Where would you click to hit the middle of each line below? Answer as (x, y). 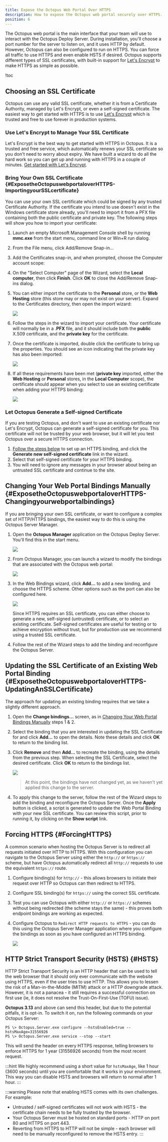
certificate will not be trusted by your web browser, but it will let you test (80, 434)
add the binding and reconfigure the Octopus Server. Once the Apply (84, 802)
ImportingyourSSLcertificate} (42, 190)
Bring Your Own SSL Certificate (44, 178)
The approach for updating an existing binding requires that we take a (77, 701)
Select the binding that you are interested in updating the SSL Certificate (87, 731)
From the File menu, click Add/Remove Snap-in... (63, 248)
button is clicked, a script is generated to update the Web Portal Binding (87, 808)
